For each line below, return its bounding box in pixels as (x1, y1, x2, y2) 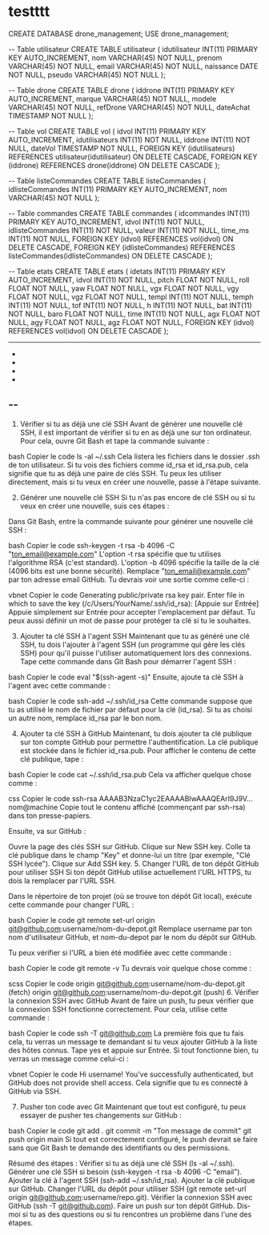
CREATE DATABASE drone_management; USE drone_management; (8, 29, 230, 38)
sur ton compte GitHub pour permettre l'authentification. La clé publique (19, 737, 259, 747)
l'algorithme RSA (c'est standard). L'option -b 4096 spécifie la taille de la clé (8, 557, 260, 567)
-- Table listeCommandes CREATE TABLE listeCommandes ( (8, 175, 207, 186)
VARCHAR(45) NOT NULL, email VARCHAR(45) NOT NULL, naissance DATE (8, 61, 259, 70)
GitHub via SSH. (8, 1086, 62, 1096)
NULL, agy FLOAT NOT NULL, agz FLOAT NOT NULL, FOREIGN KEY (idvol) (8, 317, 255, 327)
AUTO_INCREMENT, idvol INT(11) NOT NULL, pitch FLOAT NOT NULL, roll (8, 275, 250, 284)
